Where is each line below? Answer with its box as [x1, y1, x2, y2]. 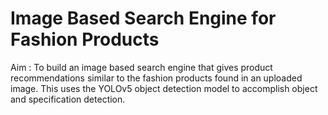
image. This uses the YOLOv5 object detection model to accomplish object [10, 82, 318, 94]
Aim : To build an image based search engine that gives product [10, 61, 273, 73]
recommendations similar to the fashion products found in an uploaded [10, 72, 303, 84]
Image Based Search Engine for [10, 7, 277, 30]
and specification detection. [10, 93, 126, 105]
